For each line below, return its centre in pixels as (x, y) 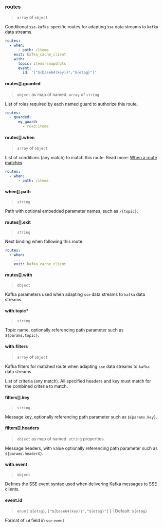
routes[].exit (18, 222)
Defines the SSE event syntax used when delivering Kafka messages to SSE (81, 484)
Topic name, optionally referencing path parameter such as (64, 330)
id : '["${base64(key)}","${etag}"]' (60, 73)
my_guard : (28, 122)
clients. (12, 489)
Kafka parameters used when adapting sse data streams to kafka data (75, 294)
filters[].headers (22, 428)
